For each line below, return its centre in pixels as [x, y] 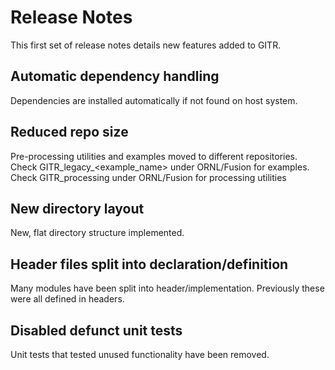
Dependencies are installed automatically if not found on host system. [154, 100]
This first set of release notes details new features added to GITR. [146, 45]
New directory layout [77, 208]
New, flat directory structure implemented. [97, 233]
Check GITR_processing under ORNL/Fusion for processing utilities [148, 177]
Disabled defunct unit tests [96, 330]
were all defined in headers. [67, 299]
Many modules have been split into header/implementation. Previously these [167, 288]
